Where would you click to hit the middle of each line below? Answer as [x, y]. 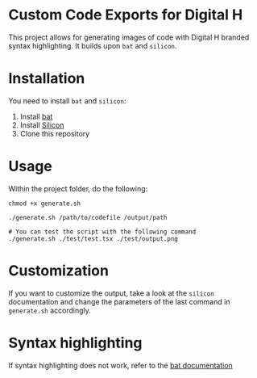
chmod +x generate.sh [45, 204]
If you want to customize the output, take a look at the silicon [112, 293]
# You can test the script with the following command [102, 232]
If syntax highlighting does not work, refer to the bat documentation [121, 365]
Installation [47, 79]
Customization [58, 271]
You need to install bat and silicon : [67, 101]
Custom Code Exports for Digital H [126, 15]
